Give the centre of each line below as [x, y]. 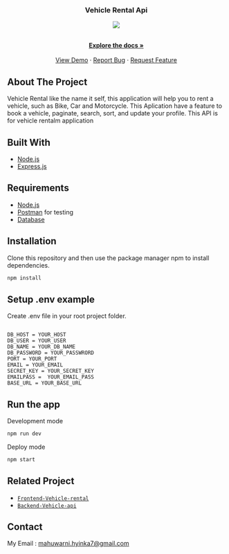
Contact [25, 527]
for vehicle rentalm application [51, 121]
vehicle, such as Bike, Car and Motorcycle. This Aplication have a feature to [115, 106]
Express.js [32, 166]
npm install [24, 278]
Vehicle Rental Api [116, 10]
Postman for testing [45, 212]
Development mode [35, 421]
